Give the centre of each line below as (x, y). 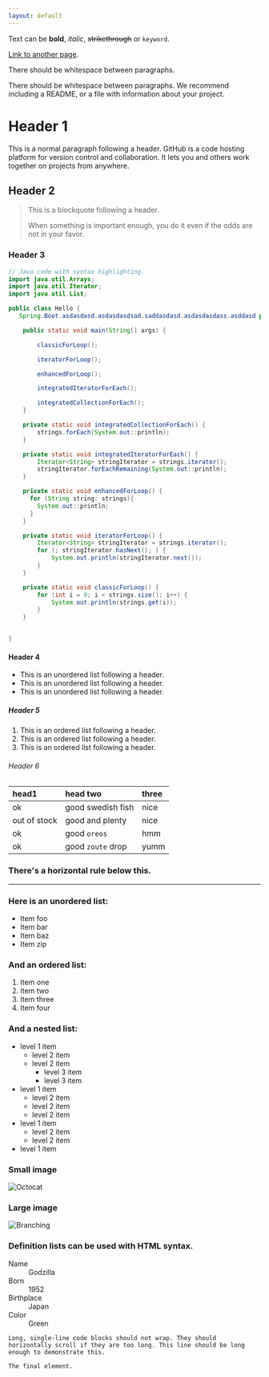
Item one (34, 982)
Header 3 (27, 255)
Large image (33, 1208)
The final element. (41, 1366)
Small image (33, 1169)
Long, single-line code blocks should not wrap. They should (112, 1338)
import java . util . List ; (48, 294)
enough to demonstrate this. (57, 1352)
